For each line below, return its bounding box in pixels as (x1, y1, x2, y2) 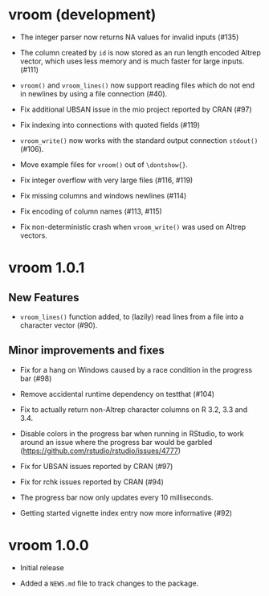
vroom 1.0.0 (8, 536, 90, 554)
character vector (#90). (19, 320, 98, 330)
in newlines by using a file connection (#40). (19, 88, 168, 98)
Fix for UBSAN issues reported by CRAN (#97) (19, 461, 173, 471)
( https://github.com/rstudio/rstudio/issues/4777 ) (19, 446, 181, 455)
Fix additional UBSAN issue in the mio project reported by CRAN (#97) (19, 104, 252, 114)
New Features (8, 291, 79, 304)
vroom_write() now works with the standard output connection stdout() (19, 135, 259, 145)
